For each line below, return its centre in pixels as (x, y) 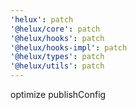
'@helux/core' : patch (55, 29)
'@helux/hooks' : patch (57, 38)
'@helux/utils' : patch (57, 66)
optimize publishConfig (58, 94)
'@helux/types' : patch (57, 57)
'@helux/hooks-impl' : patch (69, 47)
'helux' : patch (42, 19)
